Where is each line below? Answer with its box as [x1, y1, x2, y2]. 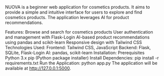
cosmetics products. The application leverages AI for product [5, 15, 129, 20]
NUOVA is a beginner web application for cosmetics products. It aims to [5, 4, 150, 10]
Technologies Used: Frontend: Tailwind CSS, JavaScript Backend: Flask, [5, 45, 151, 50]
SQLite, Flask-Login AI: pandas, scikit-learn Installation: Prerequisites [5, 50, 145, 56]
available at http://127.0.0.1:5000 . [5, 65, 71, 71]
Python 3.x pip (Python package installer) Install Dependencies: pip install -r [5, 55, 159, 60]
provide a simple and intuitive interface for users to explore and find [5, 9, 142, 15]
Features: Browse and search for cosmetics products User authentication [5, 29, 153, 35]
